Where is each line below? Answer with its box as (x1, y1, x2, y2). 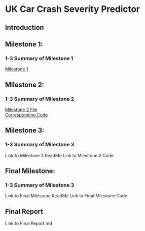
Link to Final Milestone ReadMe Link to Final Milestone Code (5, 193, 128, 199)
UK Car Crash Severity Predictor (5, 3, 140, 15)
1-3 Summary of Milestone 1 (5, 55, 73, 61)
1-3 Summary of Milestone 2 (5, 95, 74, 102)
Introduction (5, 23, 44, 32)
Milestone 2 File (5, 107, 37, 113)
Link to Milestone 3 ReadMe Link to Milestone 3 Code (5, 152, 114, 158)
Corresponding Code (5, 112, 48, 117)
